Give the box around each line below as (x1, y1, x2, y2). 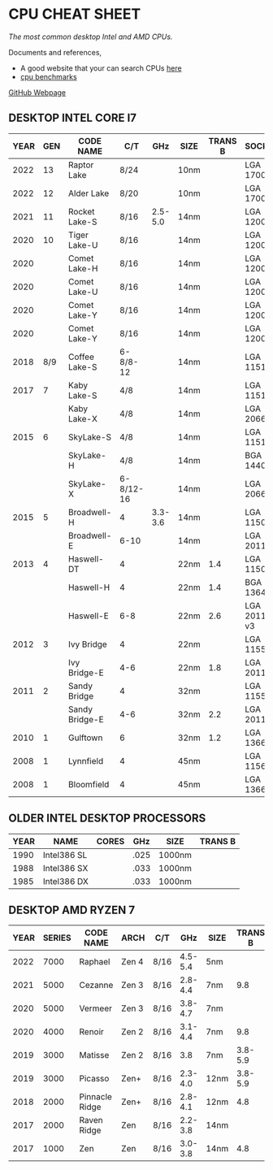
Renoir (79, 1026, 104, 1038)
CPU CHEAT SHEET (8, 5, 141, 24)
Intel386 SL (42, 849, 88, 860)
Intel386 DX (42, 875, 89, 886)
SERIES (42, 932, 71, 943)
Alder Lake (67, 188, 110, 199)
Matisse (79, 1050, 110, 1061)
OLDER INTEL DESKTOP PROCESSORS (8, 812, 206, 825)
